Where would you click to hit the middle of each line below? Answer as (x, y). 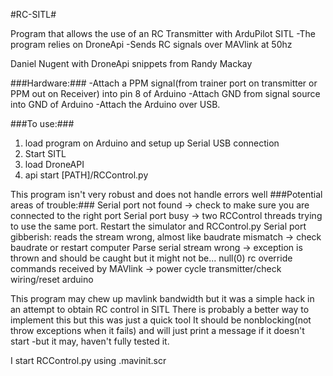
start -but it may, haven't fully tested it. (90, 341)
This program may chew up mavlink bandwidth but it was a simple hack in (162, 298)
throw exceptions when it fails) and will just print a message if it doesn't (157, 330)
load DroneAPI (54, 164)
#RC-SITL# (33, 14)
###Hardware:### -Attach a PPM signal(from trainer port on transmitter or (164, 83)
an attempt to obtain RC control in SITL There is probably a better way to (160, 309)
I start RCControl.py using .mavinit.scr (88, 360)
